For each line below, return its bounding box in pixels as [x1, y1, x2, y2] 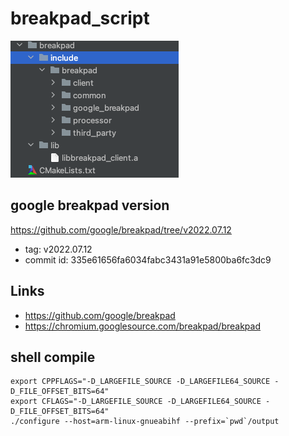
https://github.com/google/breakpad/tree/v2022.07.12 [10, 223, 232, 236]
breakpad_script [10, 7, 150, 30]
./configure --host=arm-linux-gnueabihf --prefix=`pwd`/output [10, 417, 280, 427]
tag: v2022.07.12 [24, 243, 93, 255]
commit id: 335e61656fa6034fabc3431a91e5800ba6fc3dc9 [24, 253, 272, 266]
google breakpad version [10, 197, 170, 214]
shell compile [10, 348, 96, 366]
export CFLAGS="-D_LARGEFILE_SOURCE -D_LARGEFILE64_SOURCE [10, 397, 262, 407]
